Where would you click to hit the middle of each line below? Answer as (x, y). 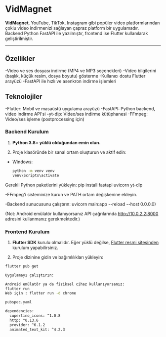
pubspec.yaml (19, 302)
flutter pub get (22, 266)
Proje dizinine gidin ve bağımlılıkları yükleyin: (58, 257)
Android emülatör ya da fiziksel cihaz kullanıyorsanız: (65, 284)
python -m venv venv (33, 171)
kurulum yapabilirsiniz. (35, 248)
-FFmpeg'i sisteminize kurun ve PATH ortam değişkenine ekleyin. (71, 194)
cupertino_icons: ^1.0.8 (35, 316)
